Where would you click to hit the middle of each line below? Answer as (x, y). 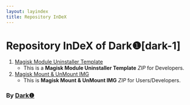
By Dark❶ (20, 96)
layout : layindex (27, 11)
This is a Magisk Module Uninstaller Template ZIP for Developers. (104, 68)
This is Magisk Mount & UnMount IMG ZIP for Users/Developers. (102, 80)
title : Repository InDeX (36, 17)
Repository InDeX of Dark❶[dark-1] (93, 46)
